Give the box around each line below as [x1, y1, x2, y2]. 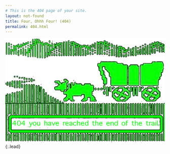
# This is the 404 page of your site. [5, 8, 87, 13]
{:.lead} [5, 143, 21, 149]
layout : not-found [5, 13, 44, 19]
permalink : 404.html [5, 24, 49, 29]
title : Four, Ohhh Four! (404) [5, 19, 71, 24]
